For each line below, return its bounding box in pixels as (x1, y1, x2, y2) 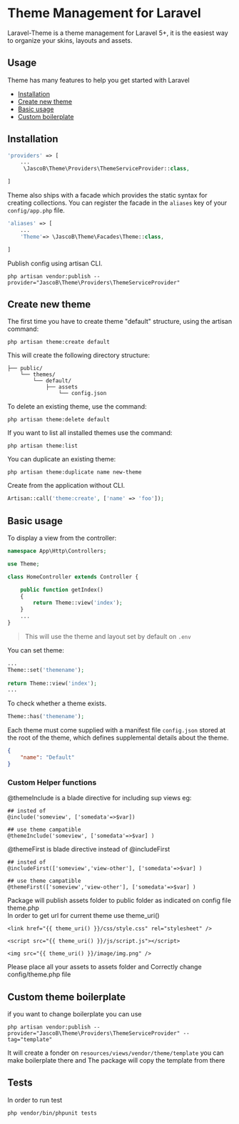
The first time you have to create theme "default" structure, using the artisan (7, 317, 233, 326)
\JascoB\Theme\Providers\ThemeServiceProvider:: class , (23, 165, 190, 173)
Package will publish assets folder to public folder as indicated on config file (7, 896, 232, 905)
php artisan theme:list (7, 442, 78, 450)
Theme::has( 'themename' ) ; (7, 713, 84, 720)
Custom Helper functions (7, 777, 97, 787)
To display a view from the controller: (7, 533, 117, 543)
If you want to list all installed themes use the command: (7, 429, 173, 437)
